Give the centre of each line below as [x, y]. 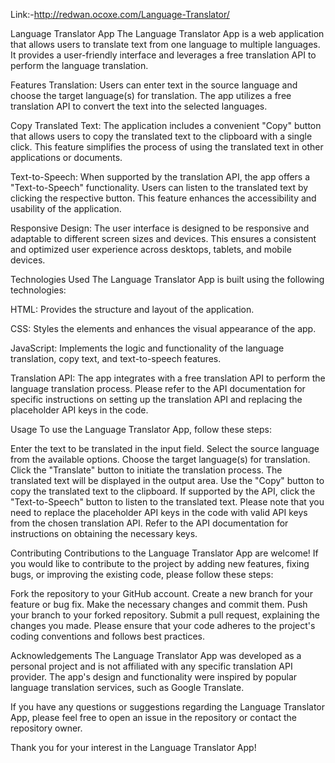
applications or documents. [66, 157]
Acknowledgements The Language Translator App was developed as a [156, 655]
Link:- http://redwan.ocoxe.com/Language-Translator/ [120, 14]
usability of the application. [66, 208]
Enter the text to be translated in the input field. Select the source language [165, 448]
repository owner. [46, 728]
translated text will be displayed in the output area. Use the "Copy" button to [167, 480]
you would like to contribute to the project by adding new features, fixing [160, 563]
